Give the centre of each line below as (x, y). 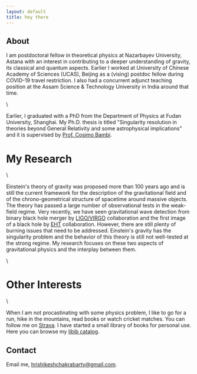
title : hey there (27, 17)
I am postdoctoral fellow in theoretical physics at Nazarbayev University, (94, 55)
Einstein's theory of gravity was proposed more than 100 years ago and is (96, 186)
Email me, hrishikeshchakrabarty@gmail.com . (62, 364)
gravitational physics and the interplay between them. (71, 250)
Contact (21, 350)
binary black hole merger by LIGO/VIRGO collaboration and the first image (96, 218)
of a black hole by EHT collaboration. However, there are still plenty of (91, 224)
